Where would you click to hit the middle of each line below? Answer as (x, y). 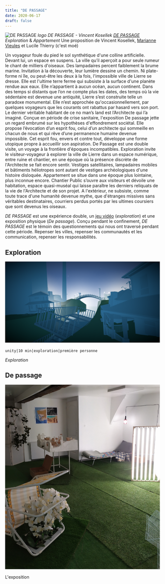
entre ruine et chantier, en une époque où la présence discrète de (71, 160)
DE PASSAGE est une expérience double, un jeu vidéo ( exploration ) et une (80, 216)
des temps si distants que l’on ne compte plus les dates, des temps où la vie (82, 92)
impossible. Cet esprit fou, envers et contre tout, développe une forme (76, 139)
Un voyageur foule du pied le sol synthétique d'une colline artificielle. (75, 55)
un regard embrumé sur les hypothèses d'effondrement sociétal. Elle (74, 123)
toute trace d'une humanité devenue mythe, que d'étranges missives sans (80, 196)
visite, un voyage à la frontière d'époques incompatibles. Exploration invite (81, 149)
